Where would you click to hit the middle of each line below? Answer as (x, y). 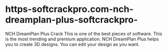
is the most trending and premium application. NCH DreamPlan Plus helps (82, 39)
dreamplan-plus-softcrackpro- (72, 20)
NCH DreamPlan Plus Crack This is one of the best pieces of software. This (84, 33)
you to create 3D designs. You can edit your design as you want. (73, 44)
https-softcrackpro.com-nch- (70, 9)
